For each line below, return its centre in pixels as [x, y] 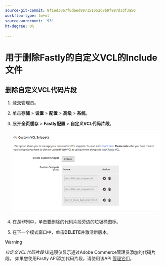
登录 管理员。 [25, 103]
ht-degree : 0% [20, 26]
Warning [14, 242]
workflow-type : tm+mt [27, 16]
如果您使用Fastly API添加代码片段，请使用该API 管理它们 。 [74, 259]
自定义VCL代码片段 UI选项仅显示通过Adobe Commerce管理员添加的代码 [78, 252]
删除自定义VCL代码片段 [41, 90]
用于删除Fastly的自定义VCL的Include [81, 58]
